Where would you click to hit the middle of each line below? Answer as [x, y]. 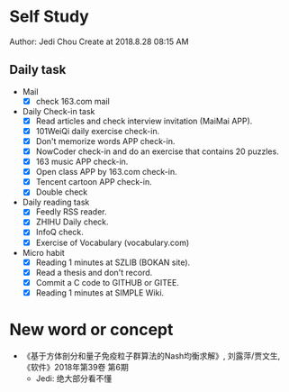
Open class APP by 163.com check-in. [106, 172]
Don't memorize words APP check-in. [105, 141]
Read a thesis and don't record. [94, 272]
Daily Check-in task [59, 111]
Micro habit [43, 252]
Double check [62, 192]
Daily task [38, 70]
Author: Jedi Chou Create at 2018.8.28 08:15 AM [99, 41]
